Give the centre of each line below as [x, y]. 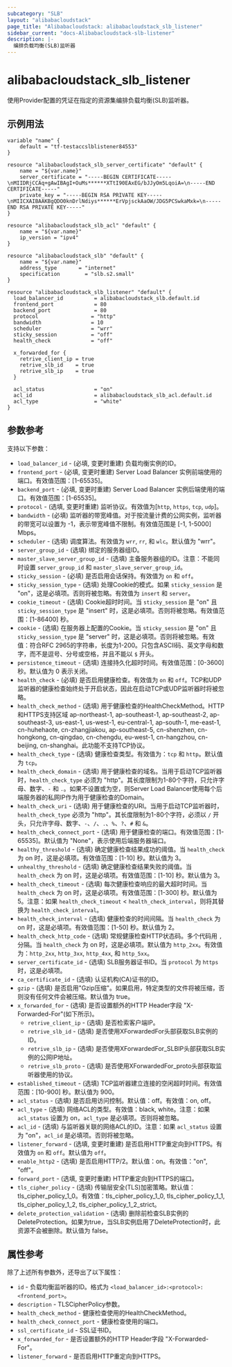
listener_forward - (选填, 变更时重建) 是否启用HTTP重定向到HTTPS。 [117, 1144]
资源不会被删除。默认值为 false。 [64, 1230]
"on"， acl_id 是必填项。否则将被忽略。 [81, 1135]
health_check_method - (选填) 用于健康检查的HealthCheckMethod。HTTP [121, 706]
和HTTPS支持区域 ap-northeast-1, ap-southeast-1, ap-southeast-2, [113, 714]
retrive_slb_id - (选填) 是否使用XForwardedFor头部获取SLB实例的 [123, 1031]
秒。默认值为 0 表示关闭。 [54, 671]
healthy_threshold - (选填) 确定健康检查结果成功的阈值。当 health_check [121, 849]
